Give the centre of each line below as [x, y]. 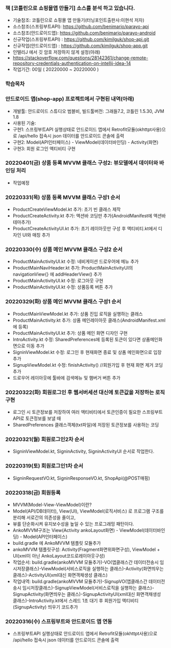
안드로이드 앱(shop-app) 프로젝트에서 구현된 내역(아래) [70, 99]
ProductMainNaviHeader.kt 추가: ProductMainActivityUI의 [73, 268]
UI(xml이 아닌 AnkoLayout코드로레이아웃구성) [59, 555]
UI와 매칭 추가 [36, 235]
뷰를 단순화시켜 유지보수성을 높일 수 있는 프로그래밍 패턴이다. [73, 524]
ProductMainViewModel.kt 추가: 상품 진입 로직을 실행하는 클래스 [78, 314]
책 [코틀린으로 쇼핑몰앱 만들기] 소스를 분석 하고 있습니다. [70, 8]
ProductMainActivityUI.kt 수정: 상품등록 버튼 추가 [63, 287]
